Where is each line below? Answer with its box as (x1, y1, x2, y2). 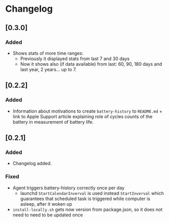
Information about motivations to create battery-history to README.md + (12, 108, 163, 114)
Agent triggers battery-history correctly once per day (12, 184, 125, 191)
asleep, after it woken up (20, 201, 72, 207)
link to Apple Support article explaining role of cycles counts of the (12, 113, 153, 120)
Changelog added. (12, 160, 52, 166)
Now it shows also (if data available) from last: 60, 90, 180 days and (20, 61, 162, 67)
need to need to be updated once (12, 212, 83, 218)
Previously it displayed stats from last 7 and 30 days (20, 55, 130, 62)
